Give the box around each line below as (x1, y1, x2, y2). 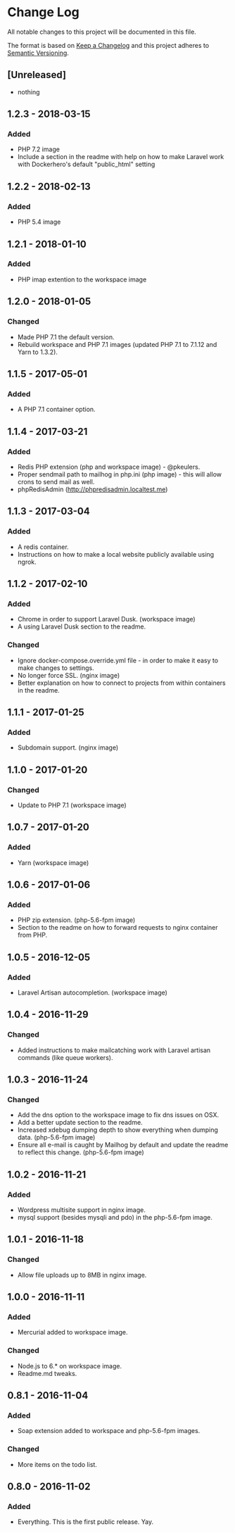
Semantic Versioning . (7, 49, 69, 57)
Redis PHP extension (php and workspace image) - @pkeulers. (17, 462, 201, 471)
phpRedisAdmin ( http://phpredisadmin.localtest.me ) (17, 485, 168, 493)
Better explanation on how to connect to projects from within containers (17, 679, 227, 687)
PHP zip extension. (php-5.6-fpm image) (17, 916, 136, 924)
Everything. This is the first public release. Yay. (17, 1518, 153, 1526)
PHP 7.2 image (17, 145, 60, 153)
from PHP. (17, 930, 48, 940)
